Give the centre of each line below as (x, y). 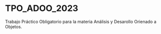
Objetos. (14, 26)
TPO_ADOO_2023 (42, 8)
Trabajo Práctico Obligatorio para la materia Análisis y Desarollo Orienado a (81, 22)
